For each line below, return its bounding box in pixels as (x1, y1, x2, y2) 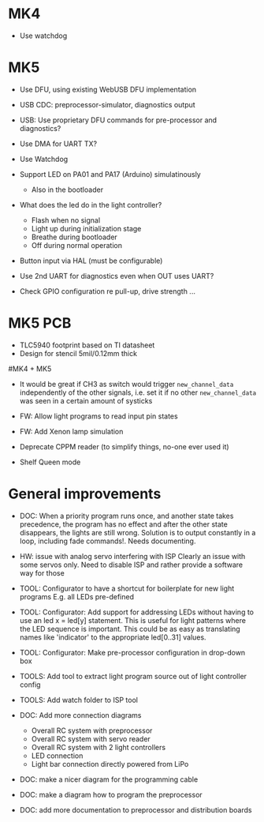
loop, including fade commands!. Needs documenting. (19, 536, 196, 546)
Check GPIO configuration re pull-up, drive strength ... (19, 286, 195, 296)
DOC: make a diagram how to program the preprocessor (19, 790, 203, 799)
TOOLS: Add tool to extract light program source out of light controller (19, 671, 247, 681)
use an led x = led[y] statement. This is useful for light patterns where (19, 615, 247, 625)
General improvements (8, 485, 162, 502)
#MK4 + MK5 (8, 364, 52, 373)
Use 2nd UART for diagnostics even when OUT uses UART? (19, 271, 214, 280)
